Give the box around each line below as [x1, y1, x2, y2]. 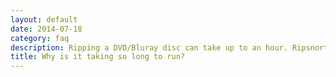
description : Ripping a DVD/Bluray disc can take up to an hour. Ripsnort [10, 42, 329, 53]
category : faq [10, 33, 70, 43]
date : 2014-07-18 [10, 24, 83, 34]
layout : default [10, 14, 78, 25]
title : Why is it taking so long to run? [10, 52, 186, 62]
